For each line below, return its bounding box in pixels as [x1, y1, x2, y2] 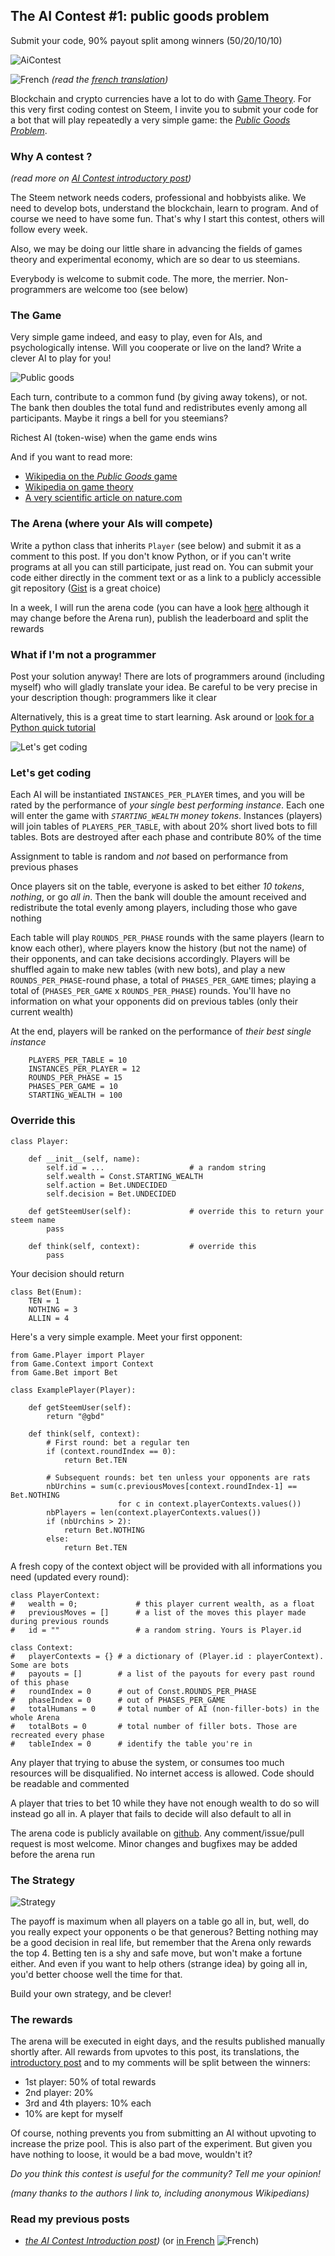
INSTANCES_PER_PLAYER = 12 [28, 1064, 141, 1074]
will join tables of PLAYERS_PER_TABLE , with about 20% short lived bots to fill [10, 820, 318, 833]
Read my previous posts [10, 2212, 130, 2226]
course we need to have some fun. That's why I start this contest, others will [10, 213, 325, 225]
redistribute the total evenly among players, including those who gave [10, 902, 298, 914]
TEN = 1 [28, 1295, 60, 1306]
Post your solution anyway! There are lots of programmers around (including [10, 670, 325, 682]
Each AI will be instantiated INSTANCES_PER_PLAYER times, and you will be [10, 789, 305, 801]
